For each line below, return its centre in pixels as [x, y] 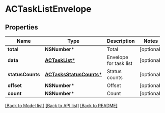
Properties [22, 27]
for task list [120, 63]
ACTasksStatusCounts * [73, 74]
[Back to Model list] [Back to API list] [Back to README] [61, 106]
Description [121, 41]
